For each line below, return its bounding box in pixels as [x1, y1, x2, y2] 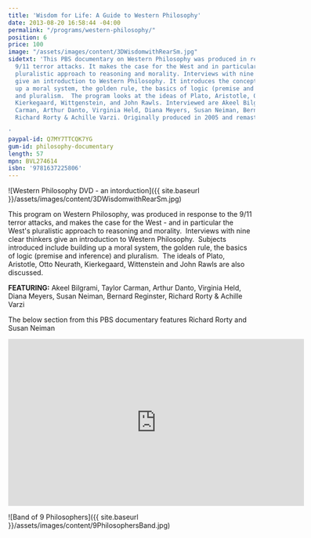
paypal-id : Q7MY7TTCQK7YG [8, 135, 92, 143]
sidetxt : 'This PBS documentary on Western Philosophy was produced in [8, 56, 247, 64]
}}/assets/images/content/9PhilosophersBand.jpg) [8, 521, 171, 530]
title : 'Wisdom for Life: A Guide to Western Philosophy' [8, 11, 201, 20]
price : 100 [8, 41, 44, 49]
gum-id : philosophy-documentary [8, 142, 114, 150]
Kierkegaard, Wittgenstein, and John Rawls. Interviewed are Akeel [15, 99, 240, 107]
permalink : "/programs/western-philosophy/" [8, 26, 156, 34]
